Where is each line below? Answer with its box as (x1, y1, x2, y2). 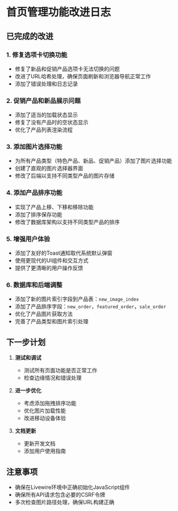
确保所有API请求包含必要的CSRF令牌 (14, 491, 106, 498)
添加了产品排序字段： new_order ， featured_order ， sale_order (14, 303, 167, 310)
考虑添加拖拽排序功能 (23, 400, 76, 407)
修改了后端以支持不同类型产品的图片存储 (14, 172, 115, 179)
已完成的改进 (6, 31, 54, 41)
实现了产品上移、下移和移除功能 (14, 203, 94, 210)
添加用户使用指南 (23, 448, 66, 455)
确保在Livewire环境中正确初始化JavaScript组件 (14, 484, 130, 491)
